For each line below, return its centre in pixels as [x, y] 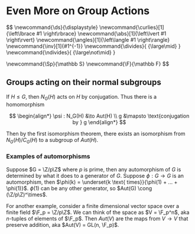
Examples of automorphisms [48, 157]
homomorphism [25, 104]
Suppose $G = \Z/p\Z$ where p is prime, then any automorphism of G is [94, 169]
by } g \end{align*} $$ [99, 122]
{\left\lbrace [21, 33]
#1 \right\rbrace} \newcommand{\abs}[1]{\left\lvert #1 [101, 33]
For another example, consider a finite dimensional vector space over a [92, 206]
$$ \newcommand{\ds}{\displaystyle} [52, 27]
